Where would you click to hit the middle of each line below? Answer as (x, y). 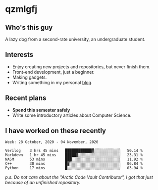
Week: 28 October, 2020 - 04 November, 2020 (52, 142)
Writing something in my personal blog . (52, 82)
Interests (19, 55)
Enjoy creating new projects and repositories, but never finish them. (81, 67)
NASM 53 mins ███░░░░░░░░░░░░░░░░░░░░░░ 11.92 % (74, 159)
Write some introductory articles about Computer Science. (72, 115)
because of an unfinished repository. (43, 183)
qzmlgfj (21, 9)
